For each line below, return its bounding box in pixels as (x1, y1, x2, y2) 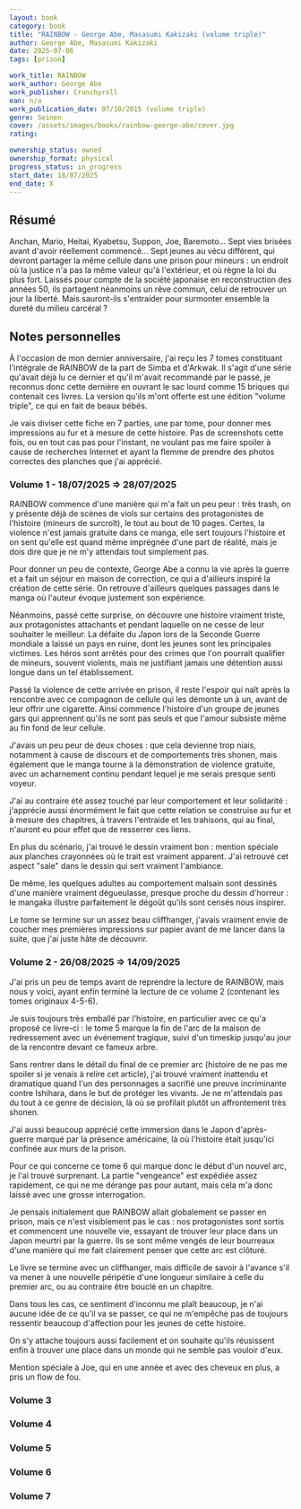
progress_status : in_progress (9, 162, 123, 171)
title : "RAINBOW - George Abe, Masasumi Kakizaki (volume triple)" (9, 30, 267, 39)
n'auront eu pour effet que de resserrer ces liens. (9, 824, 191, 835)
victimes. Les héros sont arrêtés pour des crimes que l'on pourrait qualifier (9, 648, 285, 659)
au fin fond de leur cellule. (9, 723, 106, 733)
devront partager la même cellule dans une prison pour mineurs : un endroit (9, 255, 289, 266)
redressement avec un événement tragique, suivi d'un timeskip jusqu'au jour (9, 1031, 292, 1042)
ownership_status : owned (9, 145, 102, 155)
